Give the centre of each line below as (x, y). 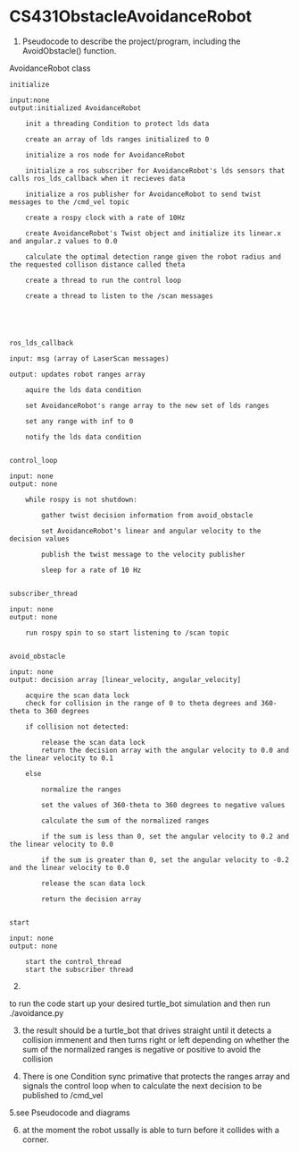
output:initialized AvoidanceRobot (75, 108)
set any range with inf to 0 (79, 421)
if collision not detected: (77, 727)
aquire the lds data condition (83, 390)
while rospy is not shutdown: (82, 499)
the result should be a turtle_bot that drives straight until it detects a (147, 1030)
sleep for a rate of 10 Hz (91, 570)
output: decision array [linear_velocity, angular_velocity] (125, 679)
